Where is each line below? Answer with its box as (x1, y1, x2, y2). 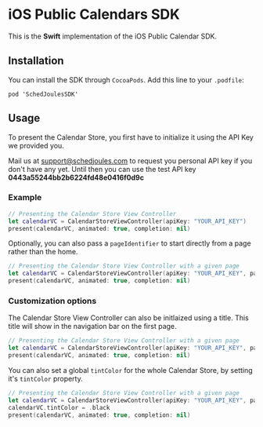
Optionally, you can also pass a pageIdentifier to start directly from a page (8, 239, 252, 248)
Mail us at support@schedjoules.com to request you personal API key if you (8, 155, 253, 166)
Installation (8, 54, 64, 68)
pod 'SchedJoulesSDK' (8, 90, 79, 98)
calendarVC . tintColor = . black (8, 403, 110, 411)
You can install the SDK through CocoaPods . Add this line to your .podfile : (8, 75, 244, 84)
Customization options (8, 296, 97, 307)
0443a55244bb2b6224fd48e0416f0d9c (8, 173, 145, 182)
